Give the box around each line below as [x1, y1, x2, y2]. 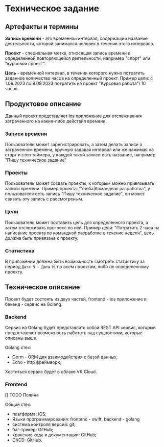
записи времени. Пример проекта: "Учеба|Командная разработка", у [5, 186, 150, 192]
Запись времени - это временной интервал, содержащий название [5, 35, 148, 41]
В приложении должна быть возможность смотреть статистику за [5, 258, 145, 264]
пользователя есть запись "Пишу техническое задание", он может [5, 191, 145, 197]
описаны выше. [5, 335, 38, 341]
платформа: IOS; [12, 411, 47, 417]
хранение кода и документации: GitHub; [12, 432, 96, 438]
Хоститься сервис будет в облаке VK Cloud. [5, 369, 97, 375]
